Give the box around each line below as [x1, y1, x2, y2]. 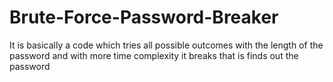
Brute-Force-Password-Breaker [9, 6, 279, 29]
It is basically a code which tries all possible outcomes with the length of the [9, 39, 324, 51]
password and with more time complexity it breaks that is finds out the [9, 49, 299, 61]
